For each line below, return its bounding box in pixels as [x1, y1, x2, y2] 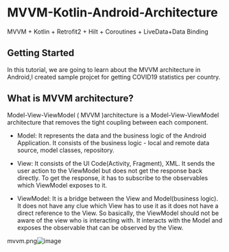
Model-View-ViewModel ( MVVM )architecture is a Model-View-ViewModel [7, 111, 219, 119]
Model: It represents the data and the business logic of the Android [16, 131, 207, 140]
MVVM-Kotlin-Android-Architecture [7, 5, 218, 21]
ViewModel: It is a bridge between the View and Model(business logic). [16, 194, 218, 203]
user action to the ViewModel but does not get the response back [16, 166, 203, 175]
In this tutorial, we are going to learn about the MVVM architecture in [7, 65, 201, 73]
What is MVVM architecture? [7, 92, 134, 104]
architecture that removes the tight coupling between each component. [7, 118, 208, 126]
